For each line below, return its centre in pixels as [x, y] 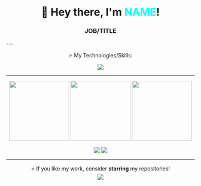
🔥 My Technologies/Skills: [100, 56]
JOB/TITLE [100, 31]
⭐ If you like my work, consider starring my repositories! [100, 169]
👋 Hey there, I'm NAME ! [100, 12]
